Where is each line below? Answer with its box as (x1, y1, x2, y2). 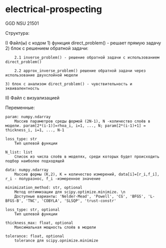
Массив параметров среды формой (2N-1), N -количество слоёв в (14, 119, 151, 124)
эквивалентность (5, 86, 39, 91)
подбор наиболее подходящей (5, 158, 65, 164)
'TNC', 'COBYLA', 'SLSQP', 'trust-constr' (25, 198, 116, 203)
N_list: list (5, 150, 33, 155)
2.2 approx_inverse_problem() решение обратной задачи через (14, 68, 146, 73)
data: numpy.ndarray (5, 167, 49, 172)
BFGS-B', (5, 198, 24, 203)
